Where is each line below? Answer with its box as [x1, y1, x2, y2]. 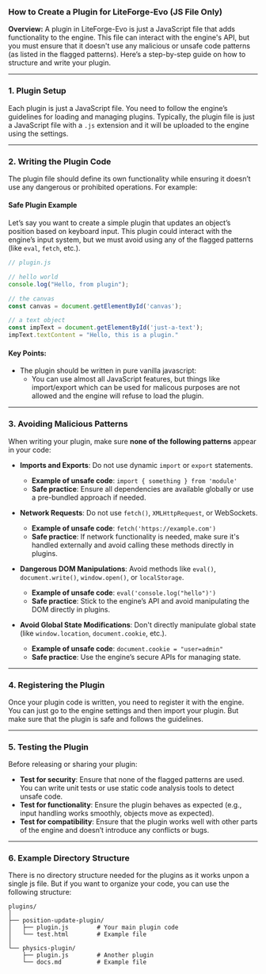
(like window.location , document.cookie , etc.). [19, 628, 167, 638]
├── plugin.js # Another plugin [22, 951, 154, 960]
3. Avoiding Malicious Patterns [8, 419, 128, 430]
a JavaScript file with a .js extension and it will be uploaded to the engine [8, 120, 249, 129]
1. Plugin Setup [8, 86, 66, 97]
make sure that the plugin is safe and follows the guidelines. [8, 714, 203, 723]
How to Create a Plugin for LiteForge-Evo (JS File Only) [8, 6, 223, 17]
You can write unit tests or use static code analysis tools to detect [19, 784, 235, 793]
